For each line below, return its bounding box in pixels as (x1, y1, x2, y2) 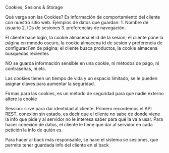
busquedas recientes (5, 50, 49, 56)
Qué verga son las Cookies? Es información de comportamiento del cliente (5, 14, 160, 20)
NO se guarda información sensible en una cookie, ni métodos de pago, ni (5, 60, 159, 66)
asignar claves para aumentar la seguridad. (5, 81, 95, 87)
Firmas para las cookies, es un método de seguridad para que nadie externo (5, 91, 164, 96)
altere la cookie (5, 96, 37, 102)
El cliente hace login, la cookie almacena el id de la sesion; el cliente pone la (5, 35, 163, 40)
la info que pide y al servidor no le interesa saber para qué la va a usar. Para (5, 116, 163, 122)
